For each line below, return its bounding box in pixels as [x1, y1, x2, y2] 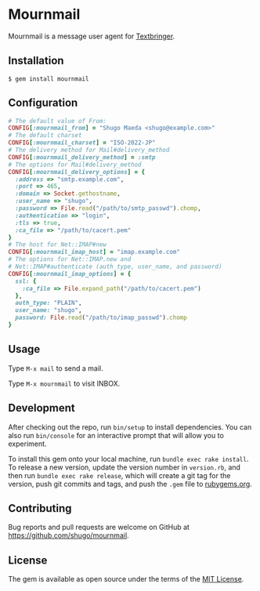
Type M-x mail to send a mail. [8, 363, 103, 373]
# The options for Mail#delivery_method [8, 161, 143, 169]
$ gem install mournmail [8, 74, 89, 83]
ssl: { [15, 277, 37, 285]
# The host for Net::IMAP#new [8, 241, 107, 248]
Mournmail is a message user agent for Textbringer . [8, 31, 175, 41]
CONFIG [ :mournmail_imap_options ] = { [8, 270, 132, 277]
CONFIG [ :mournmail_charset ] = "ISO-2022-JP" [8, 139, 156, 147]
